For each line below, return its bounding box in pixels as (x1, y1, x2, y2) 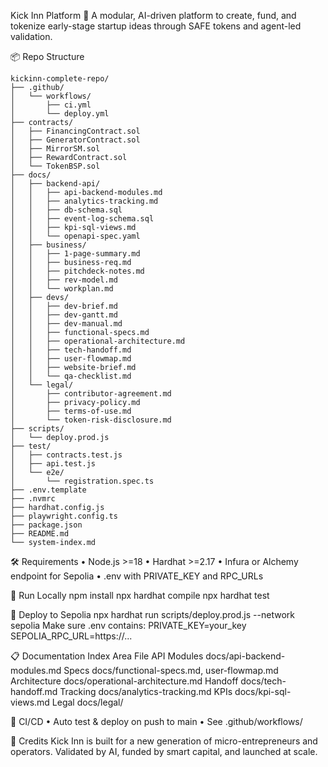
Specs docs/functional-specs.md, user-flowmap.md (63, 665, 279, 676)
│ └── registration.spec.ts (10, 476, 155, 486)
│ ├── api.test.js (10, 459, 97, 469)
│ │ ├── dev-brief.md (10, 301, 118, 311)
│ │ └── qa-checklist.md (10, 371, 132, 381)
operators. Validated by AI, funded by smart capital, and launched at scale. (10, 746, 318, 757)
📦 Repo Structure (10, 51, 85, 62)
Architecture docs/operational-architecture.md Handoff (10, 675, 239, 687)
